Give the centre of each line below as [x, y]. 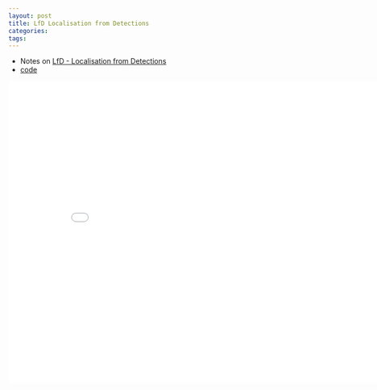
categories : [28, 31]
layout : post [30, 16]
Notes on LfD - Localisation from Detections [93, 61]
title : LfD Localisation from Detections [79, 23]
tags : [17, 38]
